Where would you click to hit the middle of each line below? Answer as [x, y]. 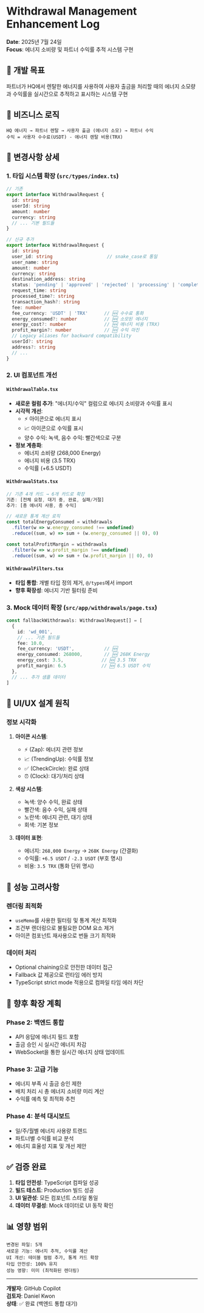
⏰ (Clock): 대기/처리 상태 [54, 776]
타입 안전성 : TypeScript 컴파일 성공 [57, 1183]
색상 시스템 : [29, 789]
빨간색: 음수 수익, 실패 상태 [56, 810]
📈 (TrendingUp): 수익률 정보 [59, 759]
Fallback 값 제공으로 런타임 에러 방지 [59, 975]
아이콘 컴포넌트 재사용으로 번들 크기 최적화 [66, 935]
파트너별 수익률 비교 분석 [44, 1138]
